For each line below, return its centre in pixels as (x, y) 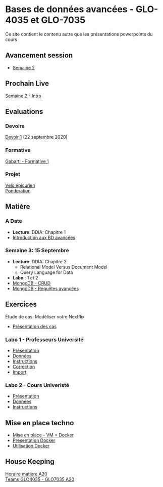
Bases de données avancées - (69, 9)
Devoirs (15, 126)
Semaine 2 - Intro (23, 96)
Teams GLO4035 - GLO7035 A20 (40, 479)
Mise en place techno (40, 423)
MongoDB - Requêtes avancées (46, 288)
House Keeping (30, 462)
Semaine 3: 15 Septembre (37, 251)
